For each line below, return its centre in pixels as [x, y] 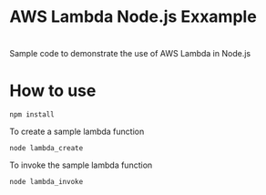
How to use [53, 91]
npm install [32, 115]
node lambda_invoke [46, 182]
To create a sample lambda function [77, 132]
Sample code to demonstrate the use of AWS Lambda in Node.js [130, 54]
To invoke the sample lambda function [81, 165]
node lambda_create [46, 149]
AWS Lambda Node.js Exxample [133, 17]
